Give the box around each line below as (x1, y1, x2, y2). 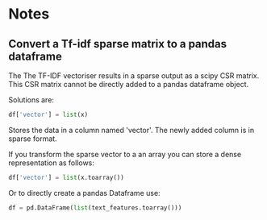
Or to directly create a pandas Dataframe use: (8, 188, 161, 197)
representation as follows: (8, 158, 95, 168)
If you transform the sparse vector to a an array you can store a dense (8, 149, 242, 159)
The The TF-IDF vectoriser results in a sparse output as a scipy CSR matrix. (8, 71, 260, 81)
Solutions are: (8, 95, 55, 105)
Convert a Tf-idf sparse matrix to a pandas (8, 37, 227, 51)
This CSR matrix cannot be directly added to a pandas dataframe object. (8, 80, 249, 89)
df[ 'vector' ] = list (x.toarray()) (8, 173, 125, 181)
